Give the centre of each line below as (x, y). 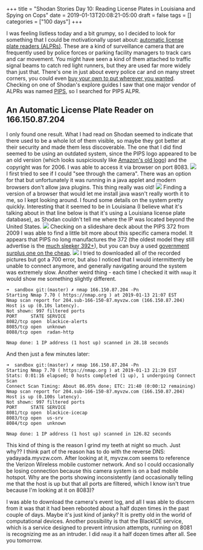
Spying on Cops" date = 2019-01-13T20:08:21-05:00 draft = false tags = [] (99, 15)
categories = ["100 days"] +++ (44, 21)
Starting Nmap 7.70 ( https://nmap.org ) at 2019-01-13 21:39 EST (92, 370)
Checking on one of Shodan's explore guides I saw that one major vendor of (101, 85)
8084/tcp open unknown (36, 423)
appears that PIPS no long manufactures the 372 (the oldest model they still (100, 239)
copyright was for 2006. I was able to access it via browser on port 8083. (98, 167)
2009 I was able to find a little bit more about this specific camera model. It (99, 233)
